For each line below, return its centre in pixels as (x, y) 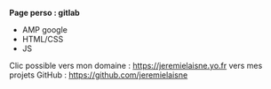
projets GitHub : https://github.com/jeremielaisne (99, 75)
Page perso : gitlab (44, 13)
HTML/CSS (43, 39)
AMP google (45, 30)
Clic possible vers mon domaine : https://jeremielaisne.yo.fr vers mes (136, 66)
